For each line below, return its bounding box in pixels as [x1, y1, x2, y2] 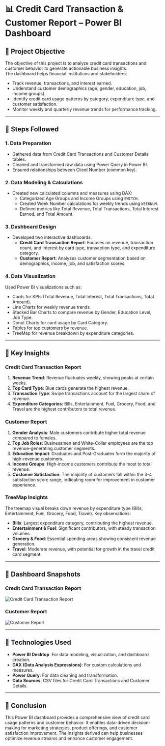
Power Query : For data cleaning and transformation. [12, 672, 119, 678]
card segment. [12, 551, 42, 557]
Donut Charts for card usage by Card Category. [12, 319, 109, 325]
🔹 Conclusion [5, 702, 47, 710]
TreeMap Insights [5, 494, 48, 501]
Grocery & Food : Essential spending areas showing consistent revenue [12, 536, 156, 542]
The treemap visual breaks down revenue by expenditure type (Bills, [5, 505, 143, 511]
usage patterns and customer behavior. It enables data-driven [5, 720, 131, 726]
